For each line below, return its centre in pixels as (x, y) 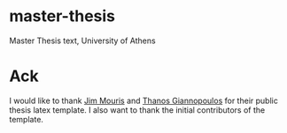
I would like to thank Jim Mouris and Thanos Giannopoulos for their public (144, 100)
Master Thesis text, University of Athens (83, 41)
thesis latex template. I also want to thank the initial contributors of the (137, 110)
